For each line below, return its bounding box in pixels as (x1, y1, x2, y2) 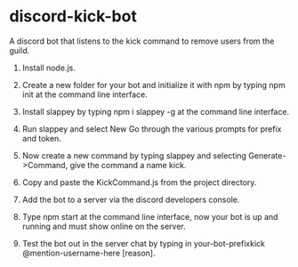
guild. (9, 44, 30, 55)
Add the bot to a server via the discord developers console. (21, 194, 240, 205)
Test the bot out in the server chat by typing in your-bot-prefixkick (21, 238, 265, 248)
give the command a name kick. (69, 159, 187, 170)
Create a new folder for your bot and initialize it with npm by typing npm (21, 79, 286, 90)
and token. (21, 133, 62, 143)
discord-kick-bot (9, 6, 138, 27)
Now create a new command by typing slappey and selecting (21, 150, 247, 161)
